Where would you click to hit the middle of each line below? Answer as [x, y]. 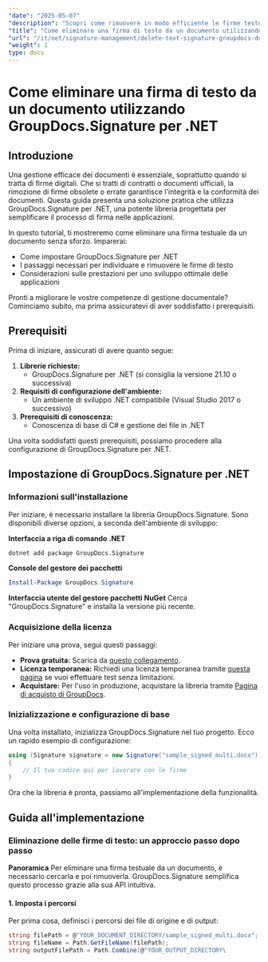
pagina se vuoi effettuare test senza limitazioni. [97, 677]
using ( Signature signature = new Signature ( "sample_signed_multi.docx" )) [135, 755]
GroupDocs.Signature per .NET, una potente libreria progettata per [118, 209]
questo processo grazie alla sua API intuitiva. [82, 885]
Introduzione [41, 155]
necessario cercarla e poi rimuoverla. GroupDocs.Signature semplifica [124, 877]
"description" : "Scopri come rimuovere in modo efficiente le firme [124, 23]
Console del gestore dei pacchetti [65, 568]
